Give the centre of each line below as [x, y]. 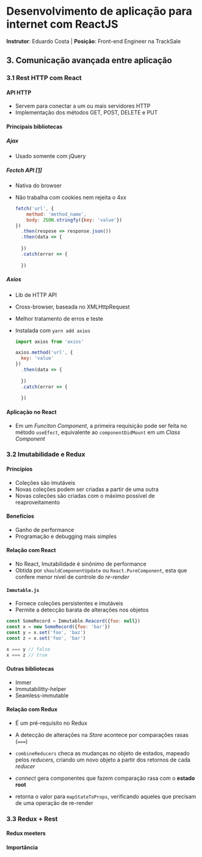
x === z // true [27, 655]
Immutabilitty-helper [41, 689]
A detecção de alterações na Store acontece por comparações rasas [102, 735]
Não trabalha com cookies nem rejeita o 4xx [71, 197]
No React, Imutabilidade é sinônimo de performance [81, 564]
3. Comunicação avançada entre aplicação [89, 60]
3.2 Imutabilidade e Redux [46, 454]
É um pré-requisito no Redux [51, 723]
